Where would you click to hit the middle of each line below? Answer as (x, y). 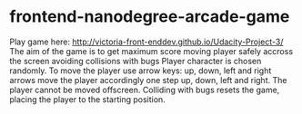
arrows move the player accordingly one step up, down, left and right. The (148, 80)
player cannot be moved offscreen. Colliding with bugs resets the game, (145, 90)
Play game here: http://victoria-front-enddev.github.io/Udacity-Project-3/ (146, 42)
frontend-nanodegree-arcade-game (150, 17)
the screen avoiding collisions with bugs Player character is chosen (136, 61)
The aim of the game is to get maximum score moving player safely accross (151, 51)
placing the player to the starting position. (87, 99)
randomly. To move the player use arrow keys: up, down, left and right (141, 71)
